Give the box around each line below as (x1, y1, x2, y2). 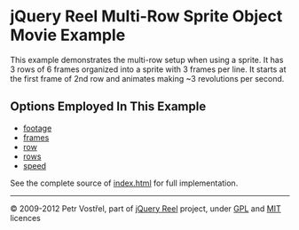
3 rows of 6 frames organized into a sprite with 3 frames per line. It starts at (10, 64, 287, 75)
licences (10, 212, 41, 223)
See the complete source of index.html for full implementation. (10, 178, 239, 188)
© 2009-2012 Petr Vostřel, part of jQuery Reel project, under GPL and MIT (10, 202, 282, 214)
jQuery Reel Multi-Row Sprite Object (10, 6, 283, 27)
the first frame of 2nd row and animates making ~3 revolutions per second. (10, 73, 285, 83)
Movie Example (10, 25, 126, 45)
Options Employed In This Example (10, 99, 207, 115)
